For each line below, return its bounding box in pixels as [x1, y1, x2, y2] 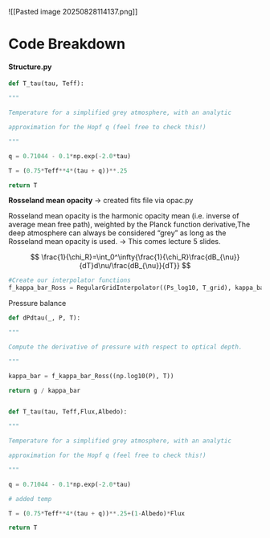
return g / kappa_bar [8, 386, 81, 394]
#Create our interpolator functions [8, 276, 131, 284]
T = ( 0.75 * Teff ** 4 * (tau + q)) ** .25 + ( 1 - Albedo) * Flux [8, 509, 185, 517]
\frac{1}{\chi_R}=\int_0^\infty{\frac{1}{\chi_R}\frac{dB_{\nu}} [41, 252, 240, 262]
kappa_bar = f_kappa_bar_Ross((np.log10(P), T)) [8, 372, 174, 380]
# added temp [8, 495, 52, 503]
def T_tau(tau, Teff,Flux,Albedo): [8, 408, 128, 416]
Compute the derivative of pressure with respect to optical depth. [8, 343, 243, 351]
